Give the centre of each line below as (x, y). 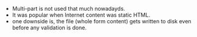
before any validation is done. (49, 27)
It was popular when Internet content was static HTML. (81, 15)
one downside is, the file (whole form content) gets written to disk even (102, 21)
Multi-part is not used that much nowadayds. (69, 9)
